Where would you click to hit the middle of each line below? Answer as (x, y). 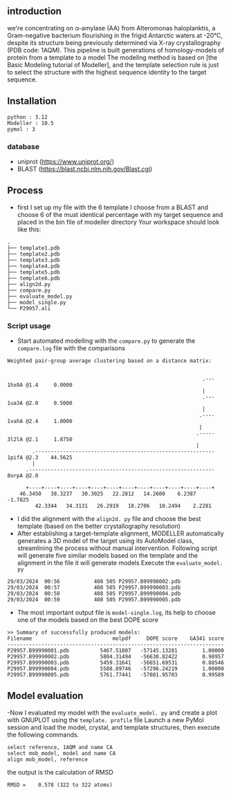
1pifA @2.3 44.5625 (40, 458)
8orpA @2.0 (23, 476)
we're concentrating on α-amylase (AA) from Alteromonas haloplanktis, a (111, 28)
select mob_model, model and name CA (62, 753)
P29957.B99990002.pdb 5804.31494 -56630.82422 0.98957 (116, 657)
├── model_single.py (37, 302)
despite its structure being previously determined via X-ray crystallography (114, 42)
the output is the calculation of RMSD (60, 772)
